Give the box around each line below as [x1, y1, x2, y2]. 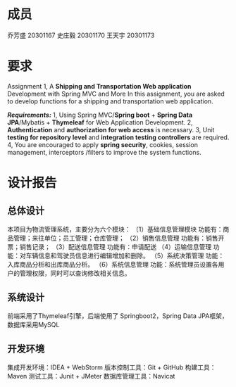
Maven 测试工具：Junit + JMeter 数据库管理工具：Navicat [7, 372, 175, 380]
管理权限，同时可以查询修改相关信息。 [19, 269, 131, 277]
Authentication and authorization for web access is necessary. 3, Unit [7, 125, 215, 134]
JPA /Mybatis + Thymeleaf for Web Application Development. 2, [7, 118, 193, 127]
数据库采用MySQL [7, 320, 60, 329]
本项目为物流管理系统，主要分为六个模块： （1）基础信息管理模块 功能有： [7, 224, 223, 233]
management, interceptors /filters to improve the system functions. [7, 148, 202, 156]
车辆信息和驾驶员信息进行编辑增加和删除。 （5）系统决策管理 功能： [25, 251, 225, 260]
